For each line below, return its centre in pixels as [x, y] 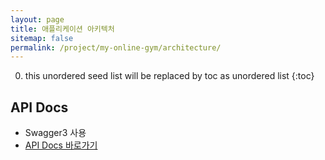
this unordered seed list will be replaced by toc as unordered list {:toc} [169, 76]
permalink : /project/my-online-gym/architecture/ [116, 47]
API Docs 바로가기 [61, 145]
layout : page [37, 19]
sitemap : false [42, 38]
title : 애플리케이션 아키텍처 [62, 29]
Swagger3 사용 [55, 133]
